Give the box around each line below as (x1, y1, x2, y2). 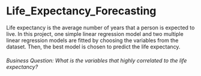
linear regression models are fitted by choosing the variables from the (6, 37, 179, 44)
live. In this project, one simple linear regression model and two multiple (6, 30, 184, 37)
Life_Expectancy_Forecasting (6, 4, 157, 18)
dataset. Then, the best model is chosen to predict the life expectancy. (6, 43, 181, 50)
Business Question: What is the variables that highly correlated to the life (6, 57, 187, 64)
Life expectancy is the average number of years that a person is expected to (6, 24, 195, 31)
